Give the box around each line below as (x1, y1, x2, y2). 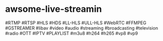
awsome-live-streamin (5, 3, 102, 15)
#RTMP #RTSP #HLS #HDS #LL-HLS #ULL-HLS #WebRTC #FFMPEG (5, 20, 147, 26)
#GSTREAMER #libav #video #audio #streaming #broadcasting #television (5, 25, 159, 31)
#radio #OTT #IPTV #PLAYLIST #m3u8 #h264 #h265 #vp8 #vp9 (5, 30, 138, 36)
